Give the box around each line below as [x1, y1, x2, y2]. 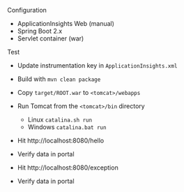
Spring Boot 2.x [17, 27, 63, 35]
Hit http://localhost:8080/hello [17, 136, 105, 145]
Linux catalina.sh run [27, 115, 93, 124]
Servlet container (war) [17, 34, 84, 43]
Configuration [7, 6, 47, 14]
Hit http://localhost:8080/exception [17, 163, 118, 172]
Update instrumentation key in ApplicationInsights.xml [17, 61, 178, 69]
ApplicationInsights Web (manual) [17, 20, 115, 27]
